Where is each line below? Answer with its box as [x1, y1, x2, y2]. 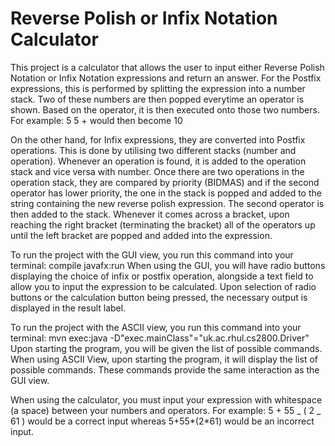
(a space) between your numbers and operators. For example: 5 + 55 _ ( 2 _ [10, 404, 322, 416]
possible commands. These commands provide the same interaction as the [10, 363, 320, 376]
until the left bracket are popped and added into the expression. [10, 229, 273, 241]
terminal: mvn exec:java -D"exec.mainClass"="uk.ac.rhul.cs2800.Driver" [10, 332, 310, 344]
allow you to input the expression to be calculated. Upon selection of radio [10, 280, 317, 292]
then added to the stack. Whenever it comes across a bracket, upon [10, 208, 290, 220]
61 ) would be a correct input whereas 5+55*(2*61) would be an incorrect [10, 415, 315, 427]
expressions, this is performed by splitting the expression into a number [10, 82, 306, 94]
